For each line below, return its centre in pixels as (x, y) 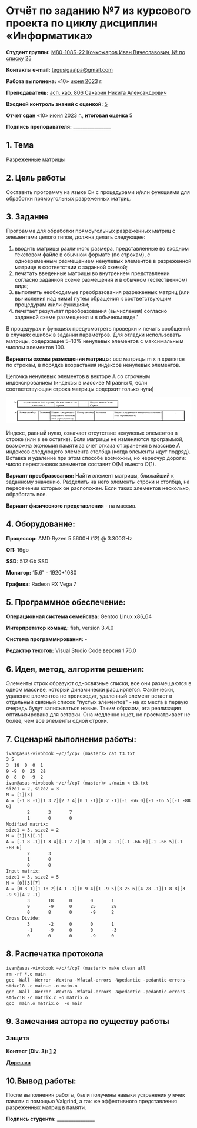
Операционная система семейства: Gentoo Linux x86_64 (79, 616)
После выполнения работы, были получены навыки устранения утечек (96, 1095)
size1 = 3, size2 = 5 (33, 877)
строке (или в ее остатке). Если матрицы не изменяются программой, (95, 439)
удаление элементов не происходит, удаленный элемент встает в (89, 696)
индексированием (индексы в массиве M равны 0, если (77, 383)
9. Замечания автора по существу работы (88, 1022)
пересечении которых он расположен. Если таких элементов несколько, (98, 488)
